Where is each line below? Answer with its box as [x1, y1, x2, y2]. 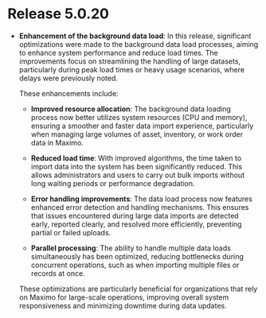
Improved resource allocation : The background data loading [30, 104, 232, 114]
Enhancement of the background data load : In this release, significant [18, 31, 252, 41]
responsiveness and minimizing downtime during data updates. [18, 301, 228, 310]
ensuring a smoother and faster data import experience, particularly [30, 121, 254, 130]
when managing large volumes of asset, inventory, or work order [30, 129, 244, 139]
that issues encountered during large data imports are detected [30, 211, 240, 220]
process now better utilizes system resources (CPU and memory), [30, 112, 248, 122]
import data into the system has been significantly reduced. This [30, 161, 243, 171]
